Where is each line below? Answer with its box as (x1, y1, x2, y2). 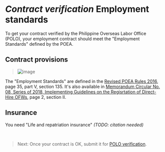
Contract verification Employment (5, 3, 150, 15)
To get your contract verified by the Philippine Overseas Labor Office (5, 30, 147, 36)
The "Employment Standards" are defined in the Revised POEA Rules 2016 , (5, 78, 159, 84)
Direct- (142, 88, 157, 95)
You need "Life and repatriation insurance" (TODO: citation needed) (5, 122, 144, 128)
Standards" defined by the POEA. (5, 41, 74, 47)
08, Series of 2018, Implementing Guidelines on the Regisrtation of (5, 88, 141, 95)
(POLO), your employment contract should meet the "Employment (5, 36, 140, 42)
